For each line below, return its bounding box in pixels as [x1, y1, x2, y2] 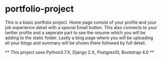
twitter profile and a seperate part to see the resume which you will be [5, 30, 146, 35]
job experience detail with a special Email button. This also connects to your [5, 24, 157, 30]
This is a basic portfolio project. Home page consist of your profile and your [5, 19, 157, 25]
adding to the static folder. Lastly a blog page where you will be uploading [5, 35, 153, 41]
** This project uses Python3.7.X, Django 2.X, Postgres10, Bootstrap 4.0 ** [5, 49, 154, 55]
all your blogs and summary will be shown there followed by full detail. [5, 40, 146, 45]
